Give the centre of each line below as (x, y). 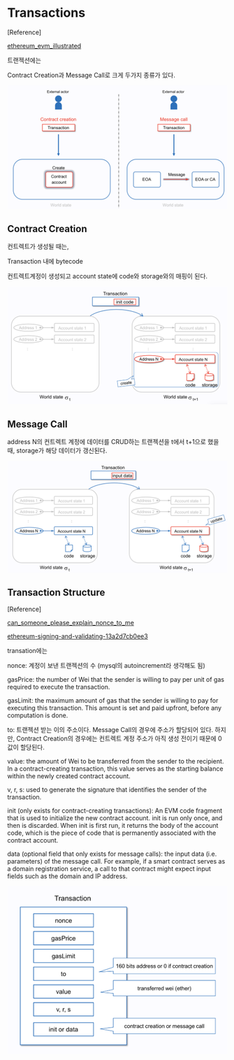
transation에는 (27, 651)
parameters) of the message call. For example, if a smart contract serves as (116, 861)
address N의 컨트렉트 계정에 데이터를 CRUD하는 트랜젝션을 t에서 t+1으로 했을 (113, 442)
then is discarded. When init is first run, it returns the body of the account (113, 826)
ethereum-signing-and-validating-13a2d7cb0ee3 (78, 636)
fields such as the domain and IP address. (67, 876)
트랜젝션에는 (24, 60)
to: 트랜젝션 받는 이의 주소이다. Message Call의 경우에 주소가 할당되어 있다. (110, 730)
